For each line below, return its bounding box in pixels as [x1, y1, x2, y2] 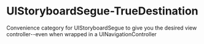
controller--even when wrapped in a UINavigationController [6, 30, 157, 37]
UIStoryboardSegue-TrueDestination [6, 4, 198, 18]
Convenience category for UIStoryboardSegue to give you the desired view [6, 24, 197, 31]
